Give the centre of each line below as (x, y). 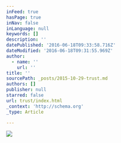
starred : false (25, 95)
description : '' (26, 39)
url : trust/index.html (34, 101)
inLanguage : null (28, 28)
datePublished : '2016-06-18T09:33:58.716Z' (61, 45)
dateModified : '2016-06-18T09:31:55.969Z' (60, 51)
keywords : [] (22, 34)
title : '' (18, 73)
